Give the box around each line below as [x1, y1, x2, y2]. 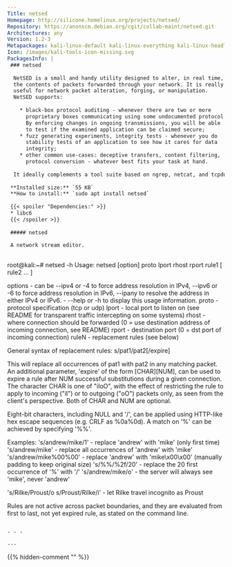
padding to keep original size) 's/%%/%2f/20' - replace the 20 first [7, 460, 198, 469]
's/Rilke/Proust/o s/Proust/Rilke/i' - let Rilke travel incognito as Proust [7, 489, 204, 497]
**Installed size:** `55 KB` [10, 184, 95, 191]
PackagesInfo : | [7, 55, 54, 62]
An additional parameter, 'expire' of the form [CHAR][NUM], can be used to [7, 368, 221, 376]
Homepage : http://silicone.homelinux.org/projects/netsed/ [7, 17, 181, 24]
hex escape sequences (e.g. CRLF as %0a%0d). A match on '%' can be [7, 417, 212, 426]
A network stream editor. [10, 242, 85, 249]
